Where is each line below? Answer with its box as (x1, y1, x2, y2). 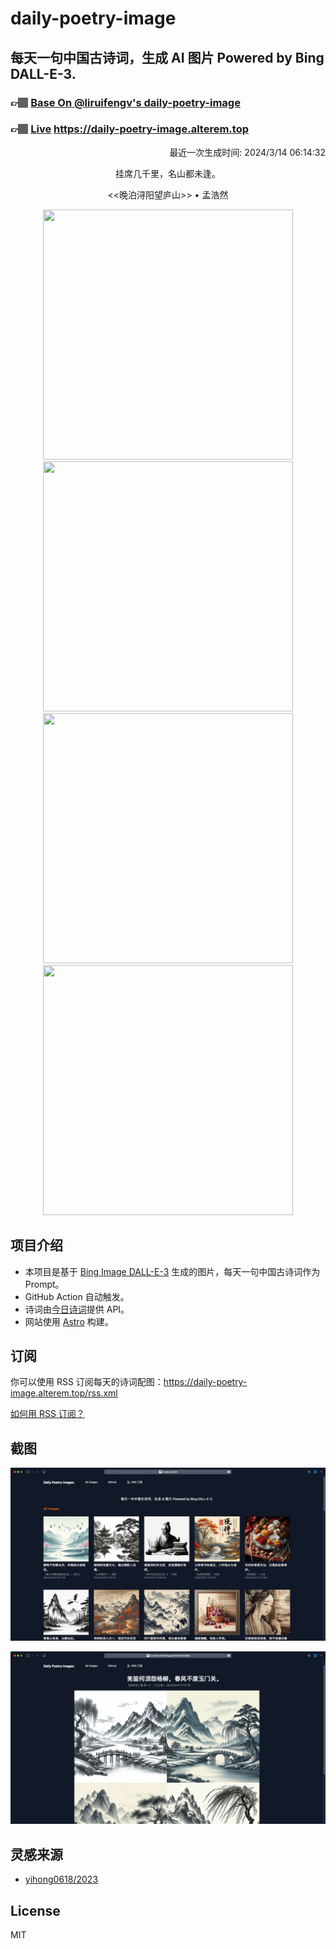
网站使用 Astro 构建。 (24, 1315, 114, 1327)
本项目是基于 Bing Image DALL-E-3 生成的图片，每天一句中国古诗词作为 (24, 1265, 321, 1277)
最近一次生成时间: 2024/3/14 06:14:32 (169, 146, 326, 158)
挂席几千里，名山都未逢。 (115, 167, 221, 179)
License (10, 1902, 61, 1919)
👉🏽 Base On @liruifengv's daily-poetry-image (10, 95, 241, 109)
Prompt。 (24, 1278, 65, 1290)
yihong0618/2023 (24, 1873, 99, 1886)
